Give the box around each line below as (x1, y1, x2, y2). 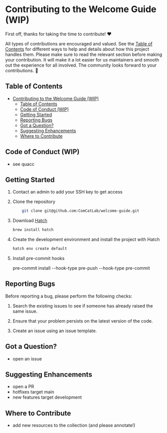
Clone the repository (12, 199, 55, 205)
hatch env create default (12, 246, 67, 252)
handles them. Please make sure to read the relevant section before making (5, 51, 162, 57)
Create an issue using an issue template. (12, 328, 97, 334)
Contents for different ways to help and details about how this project (5, 46, 150, 52)
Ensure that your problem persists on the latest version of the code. (12, 318, 153, 324)
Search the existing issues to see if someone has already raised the (12, 302, 153, 308)
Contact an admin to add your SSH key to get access (12, 189, 123, 195)
